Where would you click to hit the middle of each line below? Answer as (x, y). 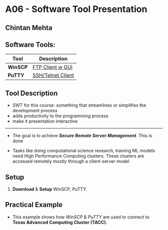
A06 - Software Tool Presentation (76, 9)
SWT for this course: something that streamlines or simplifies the (79, 105)
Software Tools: (30, 44)
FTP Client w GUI (52, 67)
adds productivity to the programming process (60, 116)
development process (35, 111)
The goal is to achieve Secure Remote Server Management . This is (82, 136)
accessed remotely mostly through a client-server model (71, 161)
